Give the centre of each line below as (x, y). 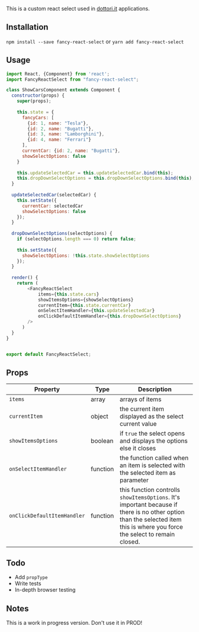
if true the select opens (152, 434)
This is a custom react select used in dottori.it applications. (78, 9)
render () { (25, 278)
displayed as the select (151, 417)
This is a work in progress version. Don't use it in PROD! (74, 623)
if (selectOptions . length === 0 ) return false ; (76, 239)
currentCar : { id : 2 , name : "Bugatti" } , (71, 151)
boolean (102, 441)
